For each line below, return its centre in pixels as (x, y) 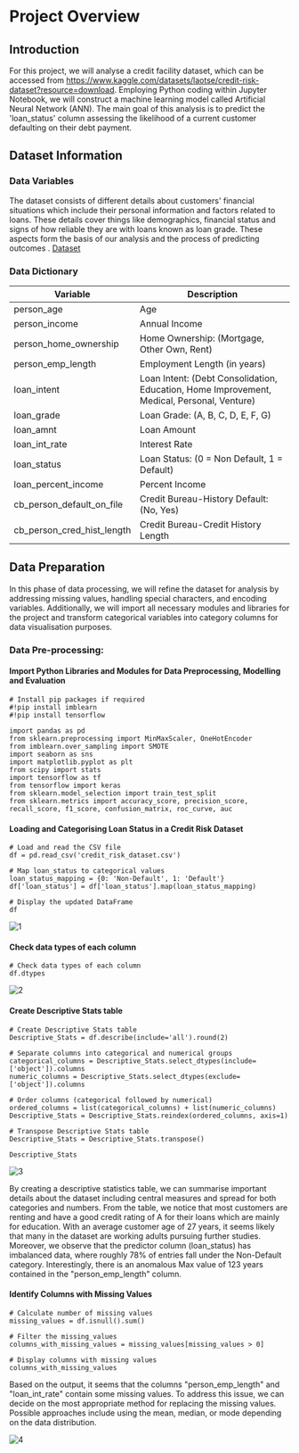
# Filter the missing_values (63, 1336)
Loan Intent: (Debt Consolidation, (208, 378)
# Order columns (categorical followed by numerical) (111, 1100)
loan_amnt (36, 429)
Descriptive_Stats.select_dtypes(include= (176, 1061)
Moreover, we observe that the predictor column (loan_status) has (130, 1245)
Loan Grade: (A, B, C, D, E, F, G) (205, 415)
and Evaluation (37, 681)
